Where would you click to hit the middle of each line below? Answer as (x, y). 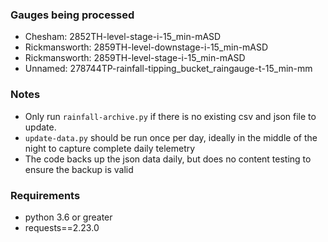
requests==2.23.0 (62, 227)
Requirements (45, 195)
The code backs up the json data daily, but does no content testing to (168, 159)
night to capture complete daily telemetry (110, 148)
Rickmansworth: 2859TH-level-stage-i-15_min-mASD (135, 58)
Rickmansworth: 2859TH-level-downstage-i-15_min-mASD (146, 47)
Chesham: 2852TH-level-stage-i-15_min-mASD (123, 37)
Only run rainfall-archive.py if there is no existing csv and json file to (170, 116)
